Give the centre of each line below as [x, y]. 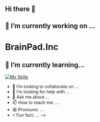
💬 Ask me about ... [31, 97]
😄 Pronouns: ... [28, 109]
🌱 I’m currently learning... [45, 65]
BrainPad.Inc [32, 47]
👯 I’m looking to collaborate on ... [45, 86]
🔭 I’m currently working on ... [50, 26]
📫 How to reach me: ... [36, 102]
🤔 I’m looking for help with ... [41, 91]
